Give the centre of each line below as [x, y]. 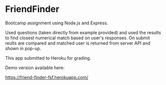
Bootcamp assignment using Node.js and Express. [57, 23]
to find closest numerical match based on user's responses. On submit [78, 38]
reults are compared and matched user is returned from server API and [78, 43]
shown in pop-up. [23, 48]
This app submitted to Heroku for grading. [48, 58]
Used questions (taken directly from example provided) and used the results [83, 32]
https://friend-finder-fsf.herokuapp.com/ [47, 77]
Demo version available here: [35, 68]
